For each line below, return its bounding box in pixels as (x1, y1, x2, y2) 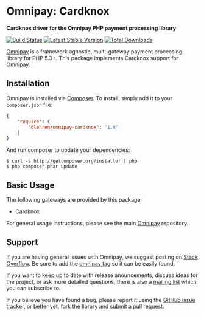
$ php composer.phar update (6, 163, 78, 170)
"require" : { (17, 118, 51, 125)
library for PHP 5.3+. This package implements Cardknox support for (6, 54, 178, 61)
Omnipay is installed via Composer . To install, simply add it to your (6, 94, 173, 101)
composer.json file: (6, 101, 53, 108)
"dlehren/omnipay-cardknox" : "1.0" (28, 124, 119, 130)
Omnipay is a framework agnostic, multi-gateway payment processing (6, 47, 183, 55)
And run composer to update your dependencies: (6, 146, 130, 154)
